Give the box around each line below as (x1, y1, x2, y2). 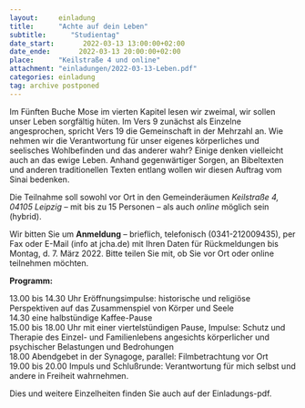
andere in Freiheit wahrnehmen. (9, 370, 129, 381)
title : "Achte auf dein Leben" (9, 22, 148, 31)
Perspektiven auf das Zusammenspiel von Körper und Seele (9, 302, 234, 313)
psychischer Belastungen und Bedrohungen (9, 341, 175, 352)
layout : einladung (9, 13, 96, 23)
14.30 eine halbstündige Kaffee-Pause (9, 311, 153, 323)
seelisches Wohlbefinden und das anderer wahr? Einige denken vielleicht (9, 145, 284, 156)
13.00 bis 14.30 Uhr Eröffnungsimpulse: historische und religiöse (9, 292, 251, 303)
